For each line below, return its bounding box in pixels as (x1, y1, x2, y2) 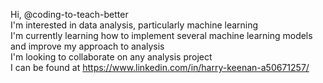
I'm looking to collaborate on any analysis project (10, 51, 213, 63)
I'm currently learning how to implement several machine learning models (10, 30, 313, 41)
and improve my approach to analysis (10, 40, 165, 52)
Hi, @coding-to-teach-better (10, 9, 129, 20)
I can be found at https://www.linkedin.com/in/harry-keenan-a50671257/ (10, 62, 310, 73)
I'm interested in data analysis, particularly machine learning (10, 19, 259, 31)
